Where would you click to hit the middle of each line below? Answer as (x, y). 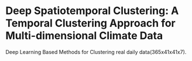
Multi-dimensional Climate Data (84, 36)
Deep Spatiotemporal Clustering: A (92, 11)
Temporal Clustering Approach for (91, 23)
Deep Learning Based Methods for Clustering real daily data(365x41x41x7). (96, 52)
